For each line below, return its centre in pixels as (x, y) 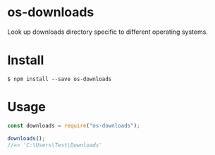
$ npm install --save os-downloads (60, 79)
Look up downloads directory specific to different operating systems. (107, 32)
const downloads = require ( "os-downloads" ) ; (74, 125)
